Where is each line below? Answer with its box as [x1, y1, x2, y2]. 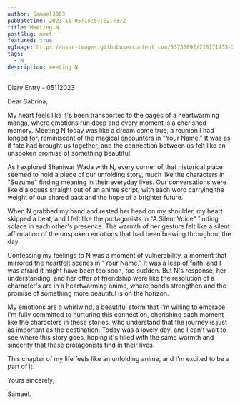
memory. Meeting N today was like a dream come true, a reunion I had [7, 126, 214, 134]
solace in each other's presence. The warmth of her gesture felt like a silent [7, 222, 230, 231]
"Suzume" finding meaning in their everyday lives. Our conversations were [7, 178, 227, 186]
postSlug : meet [7, 30, 53, 38]
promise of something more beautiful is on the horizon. [7, 288, 169, 297]
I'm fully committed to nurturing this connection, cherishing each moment [7, 310, 224, 318]
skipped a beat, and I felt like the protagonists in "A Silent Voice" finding [7, 214, 219, 223]
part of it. [7, 362, 35, 370]
